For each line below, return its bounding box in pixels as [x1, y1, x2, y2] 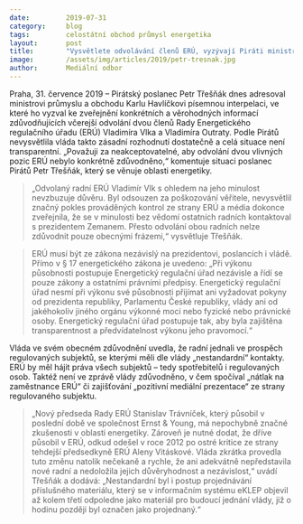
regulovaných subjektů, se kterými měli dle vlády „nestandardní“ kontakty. [9, 351, 285, 362]
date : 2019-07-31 [9, 13, 106, 23]
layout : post [9, 38, 83, 48]
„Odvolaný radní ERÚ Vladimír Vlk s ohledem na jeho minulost [31, 182, 260, 193]
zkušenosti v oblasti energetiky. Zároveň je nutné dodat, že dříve [31, 426, 272, 438]
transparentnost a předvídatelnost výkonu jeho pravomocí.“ [31, 324, 252, 335]
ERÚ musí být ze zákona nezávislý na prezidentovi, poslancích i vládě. [31, 248, 292, 258]
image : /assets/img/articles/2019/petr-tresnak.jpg [9, 55, 236, 64]
